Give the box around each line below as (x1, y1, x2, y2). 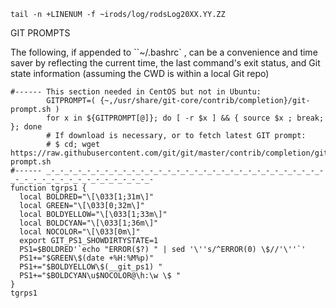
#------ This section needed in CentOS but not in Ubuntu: (10, 87, 262, 97)
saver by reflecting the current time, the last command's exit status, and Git (10, 57, 321, 69)
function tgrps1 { (10, 183, 87, 193)
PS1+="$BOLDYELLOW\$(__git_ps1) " (19, 262, 163, 272)
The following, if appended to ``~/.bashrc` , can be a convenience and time (10, 46, 318, 58)
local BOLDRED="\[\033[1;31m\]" (19, 192, 155, 202)
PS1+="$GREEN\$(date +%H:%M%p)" (19, 253, 155, 263)
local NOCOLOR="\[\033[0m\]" (19, 227, 141, 237)
